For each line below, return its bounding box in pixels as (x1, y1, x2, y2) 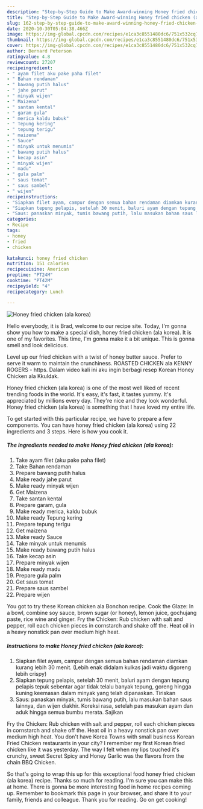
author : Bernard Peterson (7, 48, 72, 54)
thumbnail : (7, 37, 34, 43)
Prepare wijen (15, 591, 51, 599)
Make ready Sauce (15, 534, 63, 541)
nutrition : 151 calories (7, 260, 69, 267)
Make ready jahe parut (15, 476, 72, 483)
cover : (7, 43, 23, 49)
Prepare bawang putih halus (15, 470, 86, 477)
